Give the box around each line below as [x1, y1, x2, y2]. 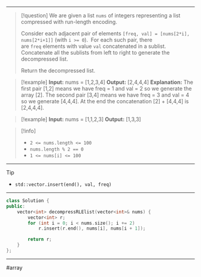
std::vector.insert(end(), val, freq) [14, 182, 112, 188]
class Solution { [6, 198, 50, 204]
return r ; [28, 236, 52, 243]
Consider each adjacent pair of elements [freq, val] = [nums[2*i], [20, 30, 190, 37]
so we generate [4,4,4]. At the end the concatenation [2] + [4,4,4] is [20, 98, 189, 105]
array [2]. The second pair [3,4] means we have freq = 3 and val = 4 [20, 91, 190, 98]
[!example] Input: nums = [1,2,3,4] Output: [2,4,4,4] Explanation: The [20, 79, 193, 86]
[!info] [20, 127, 36, 134]
